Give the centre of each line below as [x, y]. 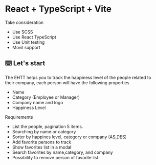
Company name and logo [38, 102]
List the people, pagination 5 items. [47, 126]
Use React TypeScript [34, 37]
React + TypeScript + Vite [58, 9]
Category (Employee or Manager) [46, 97]
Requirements [19, 117]
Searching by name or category [44, 131]
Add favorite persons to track [42, 142]
